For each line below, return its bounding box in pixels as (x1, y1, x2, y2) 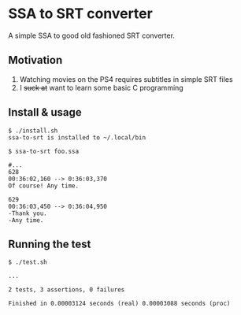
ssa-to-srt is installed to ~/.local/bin (8, 133, 146, 142)
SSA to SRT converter (8, 5, 154, 23)
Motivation (8, 54, 63, 67)
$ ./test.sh (8, 258, 47, 266)
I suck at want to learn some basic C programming (19, 83, 184, 92)
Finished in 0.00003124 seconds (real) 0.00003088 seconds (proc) (8, 300, 231, 308)
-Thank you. (8, 209, 47, 217)
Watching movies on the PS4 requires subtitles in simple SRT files (19, 74, 234, 83)
